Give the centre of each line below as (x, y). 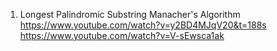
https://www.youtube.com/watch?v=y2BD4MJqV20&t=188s (143, 25)
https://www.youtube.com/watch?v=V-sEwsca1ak (122, 35)
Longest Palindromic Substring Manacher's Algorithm (130, 14)
